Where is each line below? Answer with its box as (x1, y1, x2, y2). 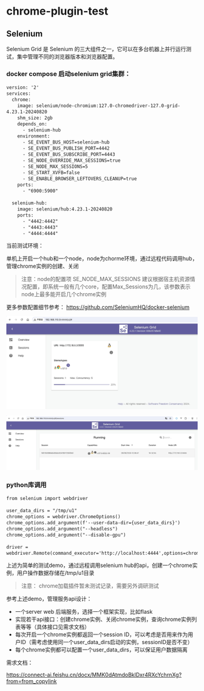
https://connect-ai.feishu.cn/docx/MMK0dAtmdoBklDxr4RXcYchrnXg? (6, 671, 182, 678)
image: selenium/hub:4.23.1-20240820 (17, 206, 113, 212)
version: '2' (6, 85, 39, 91)
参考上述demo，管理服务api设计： (6, 595, 92, 602)
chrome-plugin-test (6, 4, 109, 18)
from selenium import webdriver (6, 495, 88, 501)
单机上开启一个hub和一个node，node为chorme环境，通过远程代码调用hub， (6, 255, 198, 262)
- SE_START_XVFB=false (22, 170, 80, 176)
